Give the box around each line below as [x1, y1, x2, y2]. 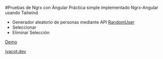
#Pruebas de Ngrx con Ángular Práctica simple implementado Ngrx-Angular [5, 5, 159, 10]
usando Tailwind [5, 10, 38, 16]
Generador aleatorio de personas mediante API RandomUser [12, 20, 135, 25]
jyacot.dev [5, 49, 26, 54]
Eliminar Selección [12, 30, 50, 35]
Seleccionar [12, 24, 37, 30]
